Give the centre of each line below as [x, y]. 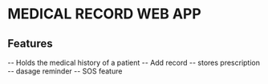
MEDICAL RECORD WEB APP [104, 14]
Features [30, 44]
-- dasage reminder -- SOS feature [65, 71]
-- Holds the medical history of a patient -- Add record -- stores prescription [134, 62]
